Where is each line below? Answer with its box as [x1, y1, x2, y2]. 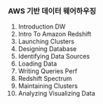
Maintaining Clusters [18, 82, 78, 90]
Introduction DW [18, 22, 66, 31]
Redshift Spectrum [18, 75, 72, 83]
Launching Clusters [18, 37, 75, 46]
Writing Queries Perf [18, 67, 78, 75]
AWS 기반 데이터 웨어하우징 [8, 6, 97, 15]
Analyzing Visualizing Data [18, 89, 95, 98]
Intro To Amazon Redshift [18, 30, 92, 38]
